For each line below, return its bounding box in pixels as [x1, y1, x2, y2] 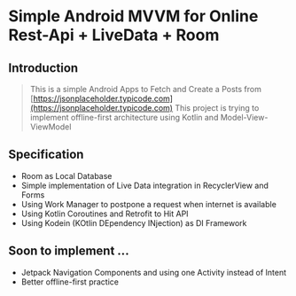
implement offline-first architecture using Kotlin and [29, 113, 219, 122]
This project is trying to [175, 103, 260, 113]
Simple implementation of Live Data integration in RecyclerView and [20, 180, 269, 191]
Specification [8, 147, 84, 162]
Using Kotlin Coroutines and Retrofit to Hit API [20, 208, 189, 219]
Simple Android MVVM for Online [8, 6, 259, 27]
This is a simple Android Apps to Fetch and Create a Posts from [29, 84, 262, 94]
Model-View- [220, 113, 269, 122]
